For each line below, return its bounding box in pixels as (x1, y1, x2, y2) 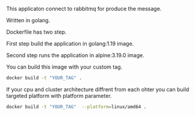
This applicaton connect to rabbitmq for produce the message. (6, 5, 162, 12)
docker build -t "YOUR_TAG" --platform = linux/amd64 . (6, 103, 147, 110)
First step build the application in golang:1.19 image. (6, 40, 134, 47)
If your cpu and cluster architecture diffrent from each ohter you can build (6, 85, 190, 93)
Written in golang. (6, 17, 51, 23)
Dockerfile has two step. (6, 28, 67, 35)
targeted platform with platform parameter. (6, 92, 113, 99)
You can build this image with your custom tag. (6, 63, 123, 70)
